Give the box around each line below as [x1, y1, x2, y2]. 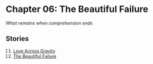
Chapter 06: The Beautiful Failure [6, 3, 148, 15]
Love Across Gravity [13, 47, 56, 53]
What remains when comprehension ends [6, 20, 93, 26]
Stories [6, 34, 29, 43]
